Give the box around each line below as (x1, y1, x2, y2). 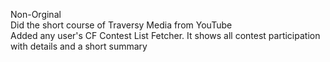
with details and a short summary (10, 40, 148, 52)
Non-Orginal (10, 9, 62, 20)
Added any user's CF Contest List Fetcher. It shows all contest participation (10, 30, 321, 41)
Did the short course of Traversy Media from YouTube (10, 19, 233, 31)
